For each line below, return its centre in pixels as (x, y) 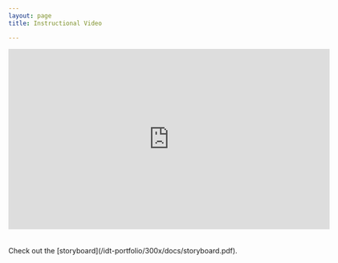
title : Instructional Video (55, 23)
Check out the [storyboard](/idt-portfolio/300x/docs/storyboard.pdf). (123, 250)
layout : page (30, 16)
